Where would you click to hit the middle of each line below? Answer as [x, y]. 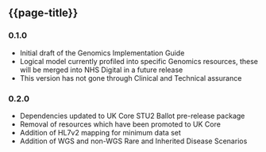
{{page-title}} [43, 13]
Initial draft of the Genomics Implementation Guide [102, 53]
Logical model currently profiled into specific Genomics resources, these [139, 61]
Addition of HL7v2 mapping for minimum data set [100, 132]
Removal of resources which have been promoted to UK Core [120, 124]
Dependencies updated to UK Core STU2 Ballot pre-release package [132, 116]
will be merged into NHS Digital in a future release [101, 70]
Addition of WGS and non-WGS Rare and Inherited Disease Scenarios [133, 141]
